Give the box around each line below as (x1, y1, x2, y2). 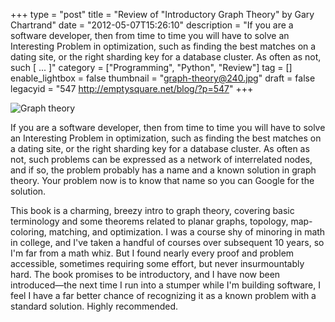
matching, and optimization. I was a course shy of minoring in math (48, 226, 326, 238)
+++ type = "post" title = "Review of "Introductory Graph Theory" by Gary (10, 9, 315, 20)
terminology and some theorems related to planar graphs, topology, (10, 215, 289, 227)
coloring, (10, 226, 47, 238)
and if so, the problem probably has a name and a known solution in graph (10, 164, 317, 176)
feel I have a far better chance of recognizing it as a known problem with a (10, 290, 317, 301)
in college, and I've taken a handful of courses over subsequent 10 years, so (10, 237, 325, 248)
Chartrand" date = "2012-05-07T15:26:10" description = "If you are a (10, 19, 294, 31)
